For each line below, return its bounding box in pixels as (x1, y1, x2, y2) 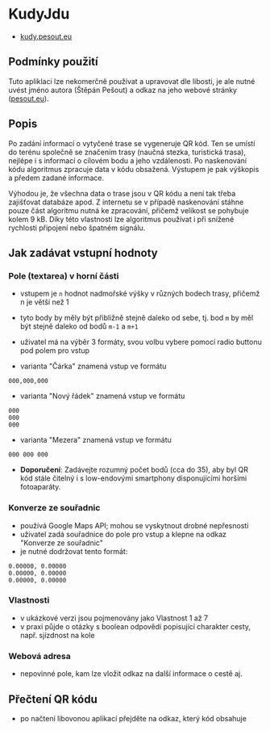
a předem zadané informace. (8, 173, 105, 183)
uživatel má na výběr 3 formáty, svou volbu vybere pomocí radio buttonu (19, 337, 262, 347)
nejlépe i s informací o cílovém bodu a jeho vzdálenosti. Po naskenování (8, 155, 247, 166)
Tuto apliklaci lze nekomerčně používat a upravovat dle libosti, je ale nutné (8, 76, 255, 86)
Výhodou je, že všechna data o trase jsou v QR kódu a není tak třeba (8, 188, 236, 198)
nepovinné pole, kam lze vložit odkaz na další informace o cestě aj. (19, 669, 243, 678)
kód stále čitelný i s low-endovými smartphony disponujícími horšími (19, 473, 247, 483)
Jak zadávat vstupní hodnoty (8, 246, 159, 259)
